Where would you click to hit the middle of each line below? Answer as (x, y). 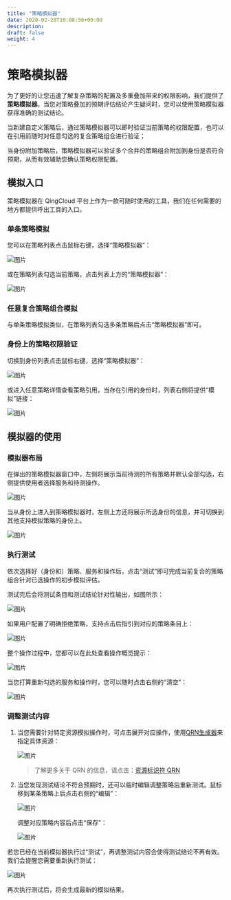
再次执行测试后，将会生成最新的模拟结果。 (67, 890)
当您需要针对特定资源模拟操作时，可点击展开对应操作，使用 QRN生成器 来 (120, 732)
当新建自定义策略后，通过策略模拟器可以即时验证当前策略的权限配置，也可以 (115, 127)
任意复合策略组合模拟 (42, 309)
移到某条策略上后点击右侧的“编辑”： (68, 793)
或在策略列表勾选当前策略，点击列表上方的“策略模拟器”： (88, 274)
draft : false (26, 33)
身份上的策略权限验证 (42, 344)
